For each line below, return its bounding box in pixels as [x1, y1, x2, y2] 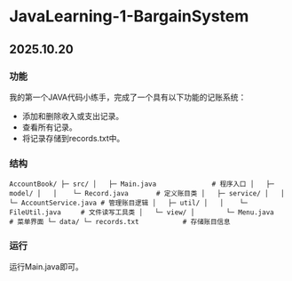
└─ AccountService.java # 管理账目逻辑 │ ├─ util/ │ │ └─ [9, 198, 249, 208]
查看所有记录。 [21, 122, 77, 132]
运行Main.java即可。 [9, 261, 83, 272]
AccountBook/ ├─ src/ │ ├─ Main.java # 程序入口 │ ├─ [9, 180, 275, 189]
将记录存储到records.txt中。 [21, 132, 125, 143]
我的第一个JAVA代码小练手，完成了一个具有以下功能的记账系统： [9, 92, 247, 102]
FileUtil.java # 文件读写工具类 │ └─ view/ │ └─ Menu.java [9, 208, 274, 217]
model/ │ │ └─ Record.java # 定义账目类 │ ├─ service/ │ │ [9, 189, 286, 198]
